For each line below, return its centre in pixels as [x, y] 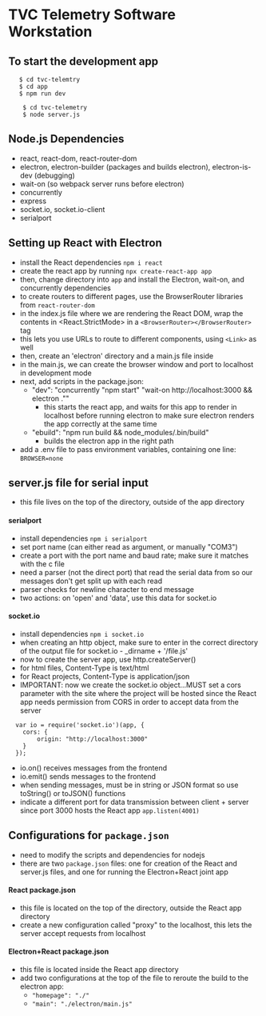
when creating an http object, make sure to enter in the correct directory [139, 642]
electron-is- [232, 166]
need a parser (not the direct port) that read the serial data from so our [136, 572]
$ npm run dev [42, 94]
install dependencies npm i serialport [83, 538]
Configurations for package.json [89, 836]
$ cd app [33, 86]
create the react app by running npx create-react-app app [116, 270]
